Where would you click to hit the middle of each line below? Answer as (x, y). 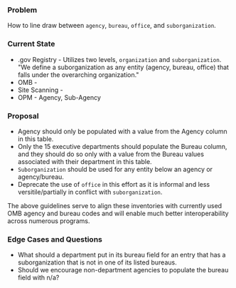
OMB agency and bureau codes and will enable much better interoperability (118, 213)
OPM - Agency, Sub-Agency (59, 97)
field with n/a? (38, 278)
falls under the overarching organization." (78, 74)
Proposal (23, 115)
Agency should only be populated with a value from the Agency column (122, 131)
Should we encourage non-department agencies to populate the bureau (123, 270)
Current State (31, 44)
